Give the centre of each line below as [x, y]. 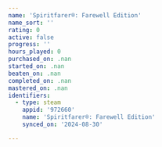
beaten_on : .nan [34, 73]
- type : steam [38, 102]
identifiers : [29, 95]
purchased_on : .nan [40, 59]
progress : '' [29, 45]
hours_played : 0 [34, 52]
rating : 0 [24, 30]
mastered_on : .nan [38, 88]
